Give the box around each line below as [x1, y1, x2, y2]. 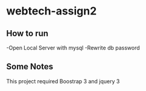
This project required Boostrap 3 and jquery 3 [6, 77, 120, 85]
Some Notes [6, 61, 53, 72]
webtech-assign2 [6, 4, 97, 18]
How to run [6, 28, 49, 39]
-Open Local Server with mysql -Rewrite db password [6, 44, 140, 51]
